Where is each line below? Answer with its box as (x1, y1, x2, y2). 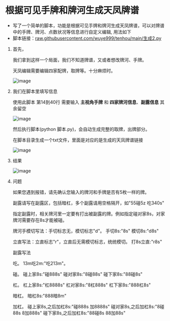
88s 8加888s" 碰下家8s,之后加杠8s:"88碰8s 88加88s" (12, 310, 126, 316)
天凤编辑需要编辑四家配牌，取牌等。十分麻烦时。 (12, 67, 116, 74)
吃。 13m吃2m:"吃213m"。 (12, 260, 69, 266)
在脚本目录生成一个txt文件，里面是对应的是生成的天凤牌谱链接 (12, 137, 144, 143)
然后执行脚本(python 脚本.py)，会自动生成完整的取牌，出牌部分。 (12, 126, 150, 132)
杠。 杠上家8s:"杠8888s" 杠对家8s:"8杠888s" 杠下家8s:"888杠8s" (12, 282, 151, 288)
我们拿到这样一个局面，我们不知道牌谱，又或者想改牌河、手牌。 (12, 56, 147, 63)
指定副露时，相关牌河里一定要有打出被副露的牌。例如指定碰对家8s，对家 (12, 211, 165, 217)
